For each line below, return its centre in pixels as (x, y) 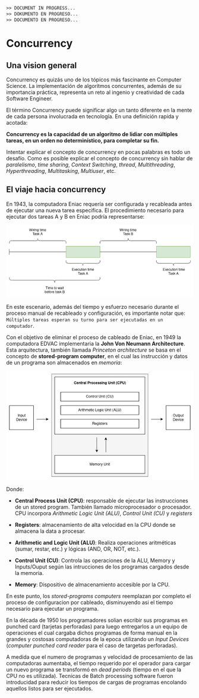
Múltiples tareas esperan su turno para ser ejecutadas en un (85, 320)
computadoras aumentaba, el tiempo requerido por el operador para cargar (99, 663)
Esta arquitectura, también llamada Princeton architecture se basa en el (94, 350)
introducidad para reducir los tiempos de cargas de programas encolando (97, 682)
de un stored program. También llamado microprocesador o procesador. (103, 507)
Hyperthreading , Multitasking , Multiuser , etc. (61, 171)
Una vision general (42, 65)
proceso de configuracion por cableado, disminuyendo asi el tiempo (90, 602)
